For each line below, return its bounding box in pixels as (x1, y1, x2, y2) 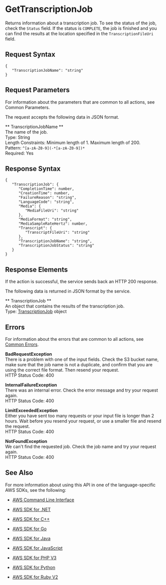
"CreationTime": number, (18, 191, 70, 196)
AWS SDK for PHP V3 (12, 555, 57, 561)
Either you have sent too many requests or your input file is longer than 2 (5, 413, 155, 419)
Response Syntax (5, 164, 61, 173)
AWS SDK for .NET (12, 506, 51, 512)
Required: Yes (5, 150, 34, 156)
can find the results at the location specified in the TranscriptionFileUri (5, 30, 154, 36)
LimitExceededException (5, 408, 58, 413)
